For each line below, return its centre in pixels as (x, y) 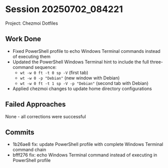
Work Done (23, 39)
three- (156, 62)
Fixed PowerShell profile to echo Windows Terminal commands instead (86, 51)
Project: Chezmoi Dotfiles (32, 23)
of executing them (31, 56)
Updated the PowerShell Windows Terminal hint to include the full (81, 62)
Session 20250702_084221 (64, 9)
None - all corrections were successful (46, 116)
